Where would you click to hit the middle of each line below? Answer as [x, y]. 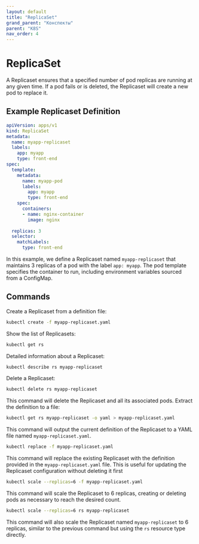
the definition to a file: [33, 407]
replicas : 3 [27, 231]
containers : [37, 209]
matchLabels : [33, 242]
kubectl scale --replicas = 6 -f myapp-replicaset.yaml [75, 482]
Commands [28, 297]
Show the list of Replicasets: [41, 334]
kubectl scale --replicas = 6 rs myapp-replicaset [68, 511]
